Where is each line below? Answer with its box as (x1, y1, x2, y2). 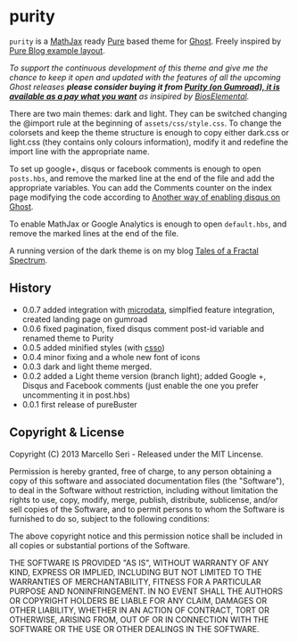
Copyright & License (9, 425, 125, 440)
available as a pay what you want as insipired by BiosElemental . (9, 91, 250, 102)
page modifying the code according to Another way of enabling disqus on (9, 192, 281, 202)
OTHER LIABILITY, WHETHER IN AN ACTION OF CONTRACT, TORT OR (9, 605, 269, 615)
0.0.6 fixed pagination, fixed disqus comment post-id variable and (21, 323, 265, 333)
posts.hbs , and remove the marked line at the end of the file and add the (9, 172, 275, 184)
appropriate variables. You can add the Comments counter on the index (9, 182, 272, 193)
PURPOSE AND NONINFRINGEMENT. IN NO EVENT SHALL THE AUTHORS (9, 586, 284, 597)
